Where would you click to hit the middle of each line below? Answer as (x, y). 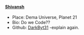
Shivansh (15, 7)
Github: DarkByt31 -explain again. (45, 28)
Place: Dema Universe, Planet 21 (44, 17)
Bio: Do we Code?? (31, 23)
